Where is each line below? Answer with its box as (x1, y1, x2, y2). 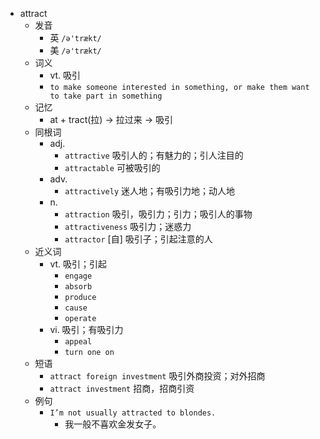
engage (64, 271, 93, 281)
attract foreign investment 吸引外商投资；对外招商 (49, 370, 266, 382)
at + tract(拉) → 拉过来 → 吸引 (49, 114, 173, 125)
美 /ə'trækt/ (49, 44, 102, 56)
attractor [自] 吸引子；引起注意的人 (64, 233, 213, 245)
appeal (64, 337, 93, 347)
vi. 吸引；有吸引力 (49, 324, 124, 335)
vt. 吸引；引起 (49, 258, 108, 270)
